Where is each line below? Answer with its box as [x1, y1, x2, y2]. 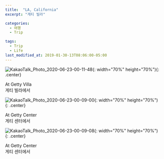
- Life [9, 48, 23, 53]
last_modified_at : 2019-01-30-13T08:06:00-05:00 [5, 53, 107, 57]
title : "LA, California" [5, 7, 58, 12]
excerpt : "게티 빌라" [5, 12, 45, 17]
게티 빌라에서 [5, 87, 31, 93]
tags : [5, 39, 16, 44]
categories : [5, 21, 30, 26]
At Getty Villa [5, 81, 32, 87]
